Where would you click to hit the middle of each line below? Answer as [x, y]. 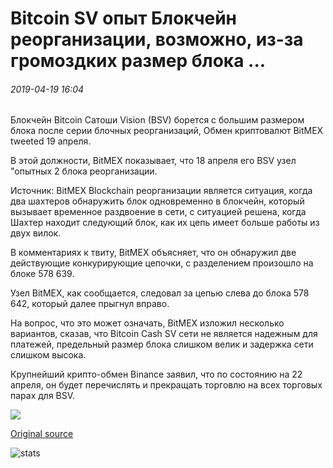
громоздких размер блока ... [138, 61]
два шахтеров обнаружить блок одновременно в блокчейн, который [157, 201]
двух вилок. [36, 233]
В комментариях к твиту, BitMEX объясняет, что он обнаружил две [153, 253]
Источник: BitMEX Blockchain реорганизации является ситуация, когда [161, 191]
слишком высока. [48, 355]
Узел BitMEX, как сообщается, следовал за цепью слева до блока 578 [160, 293]
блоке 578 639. [42, 274]
